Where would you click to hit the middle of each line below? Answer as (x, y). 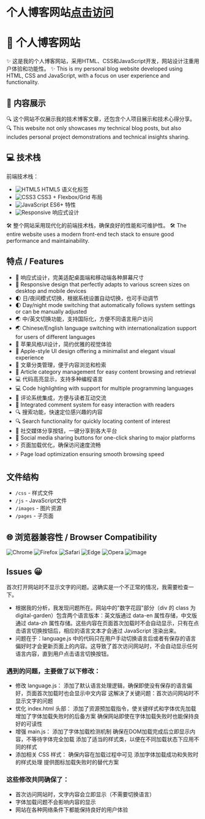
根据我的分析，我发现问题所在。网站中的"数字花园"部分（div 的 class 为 (105, 608)
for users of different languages (55, 337)
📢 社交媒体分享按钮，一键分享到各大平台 (66, 430)
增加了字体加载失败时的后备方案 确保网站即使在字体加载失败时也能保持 (104, 716)
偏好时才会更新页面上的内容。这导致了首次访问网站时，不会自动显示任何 (106, 646)
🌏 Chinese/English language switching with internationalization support (106, 328)
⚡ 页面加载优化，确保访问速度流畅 (58, 444)
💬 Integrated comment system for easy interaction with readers (95, 405)
